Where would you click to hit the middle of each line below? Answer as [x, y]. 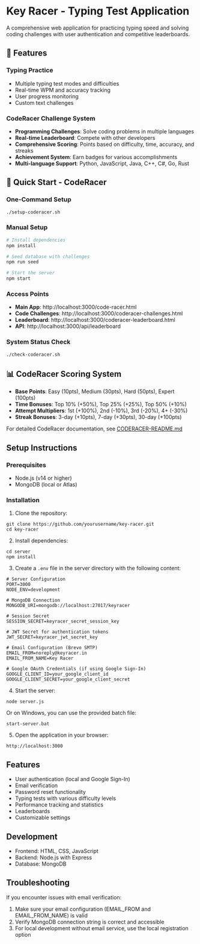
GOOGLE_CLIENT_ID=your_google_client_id [58, 674]
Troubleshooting [38, 883]
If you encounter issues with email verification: [64, 897]
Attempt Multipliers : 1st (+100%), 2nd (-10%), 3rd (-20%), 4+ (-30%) [101, 411]
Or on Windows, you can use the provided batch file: [71, 713]
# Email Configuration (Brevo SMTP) [52, 648]
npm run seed [23, 262]
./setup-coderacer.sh [33, 212]
